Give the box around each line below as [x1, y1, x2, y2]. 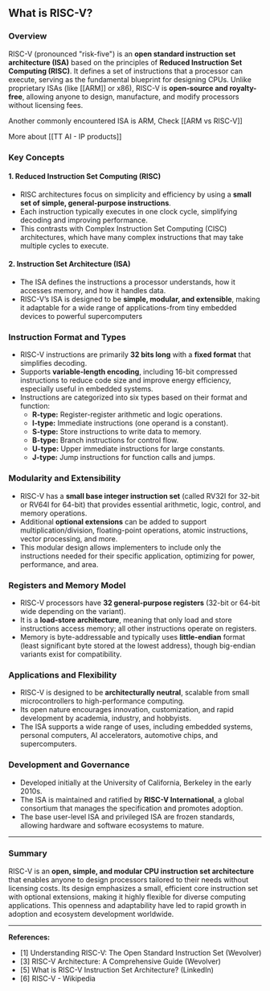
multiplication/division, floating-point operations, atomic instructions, [19, 525, 248, 535]
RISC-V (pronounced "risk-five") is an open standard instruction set [8, 48, 236, 59]
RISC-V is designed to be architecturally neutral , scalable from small [19, 688, 250, 698]
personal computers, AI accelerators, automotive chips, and [19, 731, 219, 740]
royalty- [229, 83, 257, 93]
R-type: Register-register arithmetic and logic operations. [31, 410, 223, 420]
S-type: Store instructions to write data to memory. [31, 427, 202, 437]
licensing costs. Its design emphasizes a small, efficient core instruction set [8, 883, 259, 893]
